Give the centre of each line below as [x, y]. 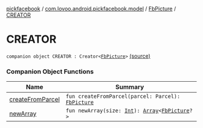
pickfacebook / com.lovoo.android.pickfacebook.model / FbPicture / [91, 9]
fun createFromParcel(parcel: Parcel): [123, 96]
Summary [130, 87]
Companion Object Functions [50, 72]
